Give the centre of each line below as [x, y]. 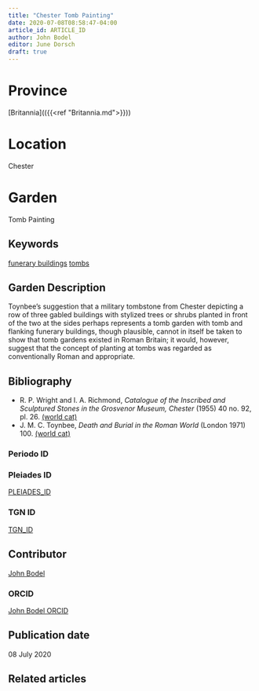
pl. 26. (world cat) [48, 417]
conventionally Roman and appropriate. [72, 356]
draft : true [27, 52]
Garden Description [57, 288]
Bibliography [40, 381]
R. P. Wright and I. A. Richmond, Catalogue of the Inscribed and [122, 400]
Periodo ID [29, 454]
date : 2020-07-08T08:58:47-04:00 [63, 23]
